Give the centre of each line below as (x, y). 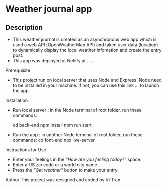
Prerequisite (18, 70)
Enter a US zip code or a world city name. (55, 165)
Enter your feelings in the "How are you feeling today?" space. (77, 159)
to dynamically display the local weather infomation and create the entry (87, 50)
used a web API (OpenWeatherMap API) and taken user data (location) (85, 45)
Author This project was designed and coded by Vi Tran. (63, 180)
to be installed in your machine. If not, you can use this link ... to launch (86, 85)
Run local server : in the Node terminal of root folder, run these (77, 110)
